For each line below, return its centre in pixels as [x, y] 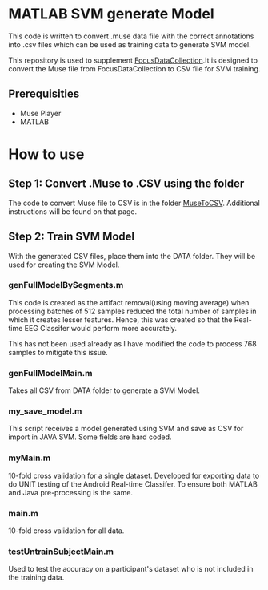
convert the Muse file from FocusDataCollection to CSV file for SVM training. [134, 68]
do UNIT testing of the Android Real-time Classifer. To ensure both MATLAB [133, 484]
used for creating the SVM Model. [64, 265]
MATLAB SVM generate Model [111, 14]
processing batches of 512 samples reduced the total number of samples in [133, 311]
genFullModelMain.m [50, 373]
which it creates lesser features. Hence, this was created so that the [120, 319]
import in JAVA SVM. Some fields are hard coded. [90, 437]
